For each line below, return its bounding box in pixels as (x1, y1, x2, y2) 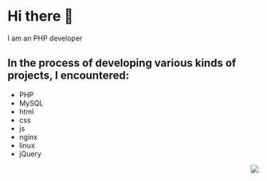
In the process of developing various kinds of (7, 56, 237, 70)
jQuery (18, 148, 41, 158)
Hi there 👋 (7, 7, 73, 25)
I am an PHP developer (7, 33, 83, 43)
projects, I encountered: (7, 69, 129, 83)
